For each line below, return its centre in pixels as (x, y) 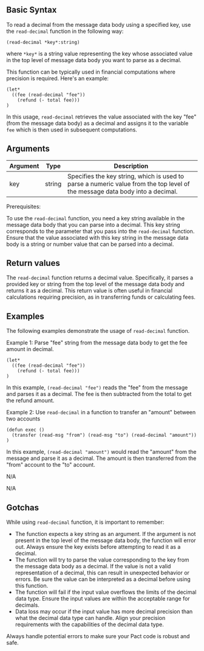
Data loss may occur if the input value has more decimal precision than (104, 611)
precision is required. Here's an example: (58, 78)
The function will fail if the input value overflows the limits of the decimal (106, 592)
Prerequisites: (24, 206)
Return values (33, 263)
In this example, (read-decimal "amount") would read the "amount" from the (101, 452)
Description (131, 165)
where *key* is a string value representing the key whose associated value (100, 54)
